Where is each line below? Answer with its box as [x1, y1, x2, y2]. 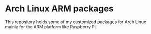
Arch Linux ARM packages [5, 3, 114, 14]
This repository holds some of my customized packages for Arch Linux [5, 19, 146, 25]
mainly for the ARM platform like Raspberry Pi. [5, 24, 97, 29]
